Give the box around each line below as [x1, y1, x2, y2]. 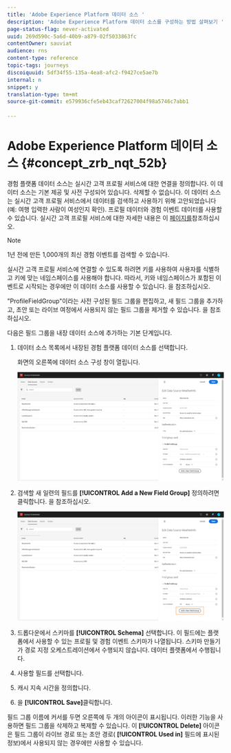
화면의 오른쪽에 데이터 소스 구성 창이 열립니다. [16, 358, 141, 366]
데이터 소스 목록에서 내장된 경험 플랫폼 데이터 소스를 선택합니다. [16, 343, 188, 351]
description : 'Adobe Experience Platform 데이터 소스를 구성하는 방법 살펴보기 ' [7, 18, 225, 25]
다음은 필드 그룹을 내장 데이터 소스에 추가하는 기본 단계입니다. [7, 328, 173, 337]
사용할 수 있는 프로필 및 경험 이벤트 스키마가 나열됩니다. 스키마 [35, 637, 203, 645]
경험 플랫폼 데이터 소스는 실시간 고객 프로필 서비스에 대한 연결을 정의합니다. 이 [7, 179, 217, 187]
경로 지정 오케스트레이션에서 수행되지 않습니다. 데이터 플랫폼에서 [24, 646, 197, 654]
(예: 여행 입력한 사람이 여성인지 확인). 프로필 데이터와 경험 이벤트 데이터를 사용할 [7, 205, 222, 213]
